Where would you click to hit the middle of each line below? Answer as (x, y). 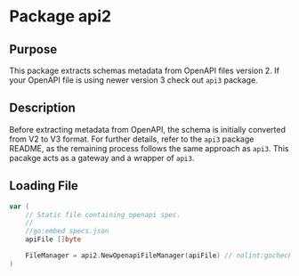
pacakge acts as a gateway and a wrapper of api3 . (102, 158)
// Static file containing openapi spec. (103, 215)
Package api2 (61, 16)
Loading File (44, 186)
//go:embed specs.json (67, 231)
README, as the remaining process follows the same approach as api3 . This (149, 148)
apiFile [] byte (53, 239)
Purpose (33, 49)
